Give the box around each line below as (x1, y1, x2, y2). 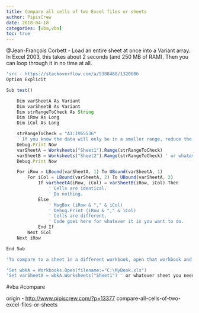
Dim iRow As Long (17, 114, 60, 120)
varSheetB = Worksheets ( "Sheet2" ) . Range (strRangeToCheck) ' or (17, 152, 176, 159)
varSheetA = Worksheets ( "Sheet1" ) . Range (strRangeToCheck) (17, 147, 163, 153)
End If (37, 224, 54, 230)
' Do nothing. (48, 191, 84, 197)
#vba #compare (6, 283, 46, 290)
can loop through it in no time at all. (6, 60, 92, 67)
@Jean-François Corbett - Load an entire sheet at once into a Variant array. (6, 47, 191, 54)
